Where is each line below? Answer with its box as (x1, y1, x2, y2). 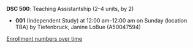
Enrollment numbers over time (6, 35, 83, 42)
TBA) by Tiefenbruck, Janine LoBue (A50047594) (15, 24, 141, 30)
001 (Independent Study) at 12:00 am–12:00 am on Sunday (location (15, 17, 187, 24)
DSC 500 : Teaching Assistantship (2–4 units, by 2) (6, 5, 134, 12)
